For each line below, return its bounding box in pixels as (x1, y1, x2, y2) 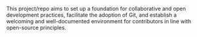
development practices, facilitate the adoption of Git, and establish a (6, 11, 177, 18)
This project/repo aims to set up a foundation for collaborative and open (6, 5, 186, 12)
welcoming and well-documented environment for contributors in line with (6, 18, 192, 24)
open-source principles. (6, 24, 67, 31)
